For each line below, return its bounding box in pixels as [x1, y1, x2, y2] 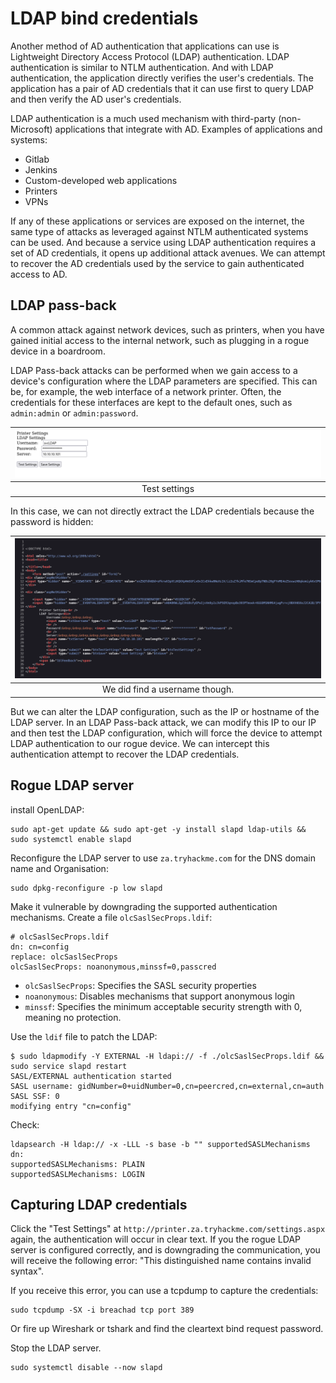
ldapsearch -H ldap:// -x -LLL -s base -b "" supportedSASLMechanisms [10, 1139, 311, 1149]
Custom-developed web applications [24, 174, 178, 186]
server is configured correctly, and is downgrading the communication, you [10, 1244, 321, 1256]
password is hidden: [10, 515, 94, 527]
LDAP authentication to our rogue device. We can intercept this [10, 737, 270, 749]
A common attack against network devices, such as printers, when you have [10, 323, 325, 336]
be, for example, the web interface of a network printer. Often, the [10, 385, 282, 397]
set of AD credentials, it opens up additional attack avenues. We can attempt [10, 247, 326, 259]
